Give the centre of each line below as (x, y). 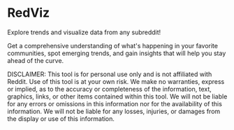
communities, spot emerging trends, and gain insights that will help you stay (117, 53)
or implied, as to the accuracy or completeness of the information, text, (109, 89)
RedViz (29, 13)
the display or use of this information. (61, 118)
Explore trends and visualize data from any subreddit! (84, 32)
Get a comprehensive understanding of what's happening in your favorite (113, 45)
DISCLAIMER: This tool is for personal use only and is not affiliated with (110, 74)
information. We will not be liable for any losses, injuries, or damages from (114, 111)
